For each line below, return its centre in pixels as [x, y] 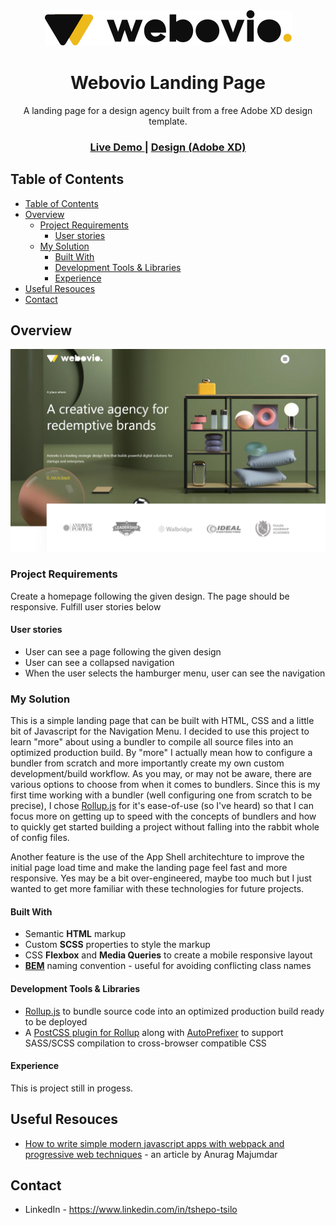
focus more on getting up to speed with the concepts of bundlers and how [163, 816]
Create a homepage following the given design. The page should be [150, 596]
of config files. [40, 838]
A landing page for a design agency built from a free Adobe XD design [168, 110]
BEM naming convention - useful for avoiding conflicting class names [168, 966]
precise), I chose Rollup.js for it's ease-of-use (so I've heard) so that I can [162, 806]
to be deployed [56, 1021]
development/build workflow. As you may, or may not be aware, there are [161, 774]
